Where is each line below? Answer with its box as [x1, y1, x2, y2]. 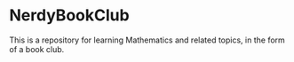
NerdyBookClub [9, 5, 131, 26]
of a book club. [9, 43, 65, 54]
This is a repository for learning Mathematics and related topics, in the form [9, 35, 286, 45]
